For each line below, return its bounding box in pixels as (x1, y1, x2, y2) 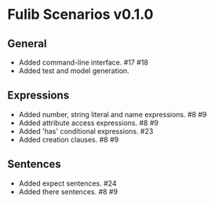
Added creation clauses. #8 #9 (18, 135, 119, 144)
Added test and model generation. (18, 66, 130, 76)
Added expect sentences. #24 (18, 179, 117, 188)
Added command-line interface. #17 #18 (18, 57, 148, 67)
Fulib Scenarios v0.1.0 (7, 6, 154, 24)
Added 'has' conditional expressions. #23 (18, 126, 154, 135)
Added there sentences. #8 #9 (18, 186, 118, 196)
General (7, 37, 48, 50)
